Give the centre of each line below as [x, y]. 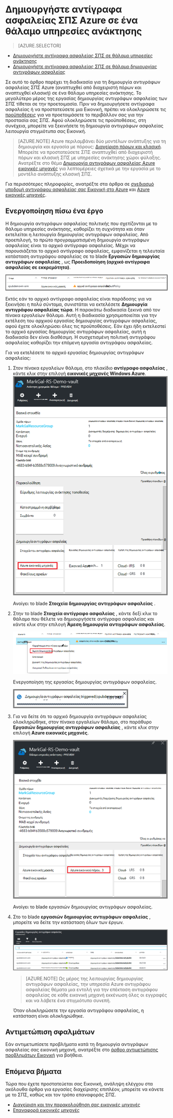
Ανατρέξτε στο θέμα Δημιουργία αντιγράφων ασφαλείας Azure [86, 163]
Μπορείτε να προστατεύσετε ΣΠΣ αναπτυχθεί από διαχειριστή [85, 152]
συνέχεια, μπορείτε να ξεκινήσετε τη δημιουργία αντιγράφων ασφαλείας [84, 126]
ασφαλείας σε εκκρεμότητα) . [38, 267]
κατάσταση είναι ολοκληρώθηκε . [48, 1016]
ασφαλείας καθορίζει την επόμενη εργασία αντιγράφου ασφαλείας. [79, 342]
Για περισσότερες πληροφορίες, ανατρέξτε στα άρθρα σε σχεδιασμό [80, 184]
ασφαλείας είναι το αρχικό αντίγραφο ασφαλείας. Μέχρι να [70, 245]
